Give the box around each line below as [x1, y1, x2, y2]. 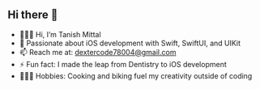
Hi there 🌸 [7, 8, 58, 22]
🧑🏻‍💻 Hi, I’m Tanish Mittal [19, 29, 102, 39]
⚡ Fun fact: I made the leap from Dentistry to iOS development [19, 59, 228, 69]
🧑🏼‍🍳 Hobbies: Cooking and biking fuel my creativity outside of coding [19, 70, 253, 81]
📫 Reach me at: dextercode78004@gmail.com [19, 47, 177, 57]
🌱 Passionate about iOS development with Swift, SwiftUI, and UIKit [19, 38, 241, 48]
